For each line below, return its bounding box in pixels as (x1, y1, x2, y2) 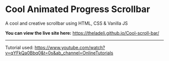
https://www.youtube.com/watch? (34, 44, 106, 50)
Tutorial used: (5, 44, 34, 50)
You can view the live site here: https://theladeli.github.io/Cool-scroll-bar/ (5, 30, 159, 36)
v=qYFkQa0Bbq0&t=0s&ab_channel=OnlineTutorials (5, 49, 114, 56)
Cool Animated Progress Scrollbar (5, 4, 150, 15)
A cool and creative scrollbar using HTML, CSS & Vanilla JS (5, 20, 128, 26)
